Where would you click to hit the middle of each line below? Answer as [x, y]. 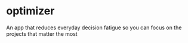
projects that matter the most [42, 33]
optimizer [30, 11]
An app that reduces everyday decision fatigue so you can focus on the [94, 27]
